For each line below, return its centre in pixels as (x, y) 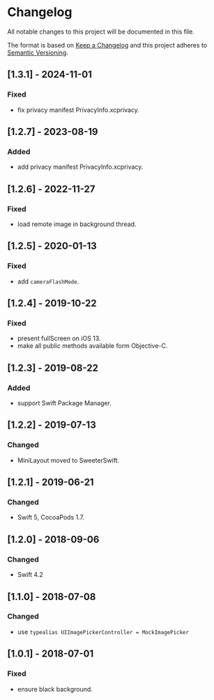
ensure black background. (55, 689)
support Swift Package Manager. (64, 403)
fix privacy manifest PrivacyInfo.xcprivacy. (78, 110)
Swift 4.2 (30, 575)
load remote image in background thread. (77, 224)
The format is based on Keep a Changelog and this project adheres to (107, 45)
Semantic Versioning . (38, 52)
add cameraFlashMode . (48, 281)
